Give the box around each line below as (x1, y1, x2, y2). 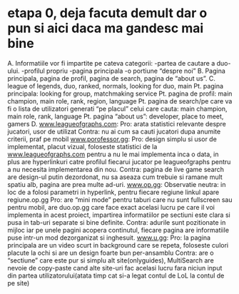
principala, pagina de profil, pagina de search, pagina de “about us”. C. (7, 73, 215, 83)
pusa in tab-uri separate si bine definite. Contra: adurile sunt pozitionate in (7, 218, 226, 226)
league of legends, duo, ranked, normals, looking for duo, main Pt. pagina (7, 81, 223, 90)
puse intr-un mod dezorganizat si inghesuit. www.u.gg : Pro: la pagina (7, 233, 211, 242)
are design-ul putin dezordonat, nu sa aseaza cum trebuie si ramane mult (7, 173, 223, 181)
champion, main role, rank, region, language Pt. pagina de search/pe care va (7, 96, 233, 105)
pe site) (7, 278, 30, 287)
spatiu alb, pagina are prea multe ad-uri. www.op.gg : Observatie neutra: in (7, 180, 226, 188)
